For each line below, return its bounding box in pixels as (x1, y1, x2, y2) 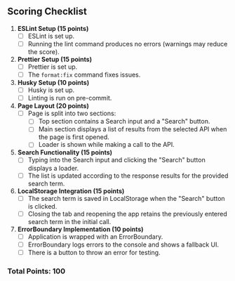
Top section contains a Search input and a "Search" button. (38, 117, 210, 126)
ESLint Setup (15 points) (17, 24, 89, 32)
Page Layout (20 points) (17, 102, 89, 110)
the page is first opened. (38, 133, 110, 141)
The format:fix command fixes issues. (27, 70, 141, 79)
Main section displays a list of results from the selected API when (38, 125, 227, 133)
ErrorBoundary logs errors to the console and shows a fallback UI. (27, 240, 220, 249)
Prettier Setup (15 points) (17, 55, 93, 63)
